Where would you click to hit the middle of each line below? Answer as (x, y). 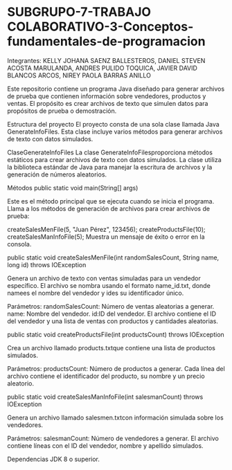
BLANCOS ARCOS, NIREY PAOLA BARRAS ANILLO (79, 75)
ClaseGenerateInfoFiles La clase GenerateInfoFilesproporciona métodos (110, 152)
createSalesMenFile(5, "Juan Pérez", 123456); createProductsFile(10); (106, 229)
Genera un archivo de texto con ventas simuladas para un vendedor (104, 278)
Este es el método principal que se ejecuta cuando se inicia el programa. (111, 201)
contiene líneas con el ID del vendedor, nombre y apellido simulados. (105, 445)
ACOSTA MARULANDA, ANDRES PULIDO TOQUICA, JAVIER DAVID (102, 68)
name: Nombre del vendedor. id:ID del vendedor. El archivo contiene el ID (112, 314)
